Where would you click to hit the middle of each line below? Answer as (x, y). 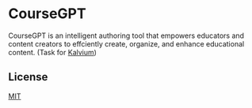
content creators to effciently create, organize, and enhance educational (126, 43)
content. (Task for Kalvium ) (53, 52)
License (28, 77)
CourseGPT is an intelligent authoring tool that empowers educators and (126, 35)
